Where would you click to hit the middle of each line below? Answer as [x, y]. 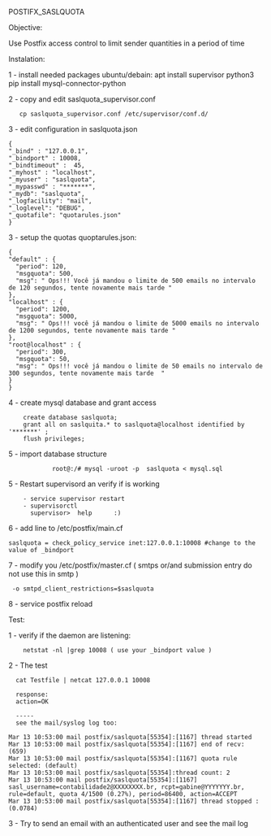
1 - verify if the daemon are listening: [70, 635]
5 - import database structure [58, 454]
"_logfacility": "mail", [50, 201]
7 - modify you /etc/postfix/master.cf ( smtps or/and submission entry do [131, 565]
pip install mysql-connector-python [67, 83]
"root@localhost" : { [45, 345]
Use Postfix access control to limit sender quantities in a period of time [127, 43]
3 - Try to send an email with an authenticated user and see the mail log [129, 823]
